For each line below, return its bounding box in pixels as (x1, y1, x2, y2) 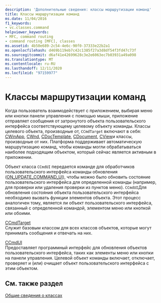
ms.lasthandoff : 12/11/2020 (5, 66, 62, 71)
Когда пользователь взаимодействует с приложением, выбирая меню (5, 108, 153, 114)
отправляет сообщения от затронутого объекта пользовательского (5, 118, 146, 124)
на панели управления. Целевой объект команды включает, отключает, (5, 255, 155, 261)
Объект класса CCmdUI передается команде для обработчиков (5, 164, 135, 170)
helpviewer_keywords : (5, 30, 49, 35)
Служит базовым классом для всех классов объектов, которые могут (5, 225, 152, 230)
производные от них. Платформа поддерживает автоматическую (5, 138, 142, 144)
